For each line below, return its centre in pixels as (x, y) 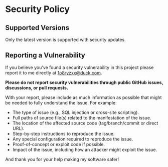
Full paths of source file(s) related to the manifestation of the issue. (82, 117)
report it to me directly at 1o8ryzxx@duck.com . (54, 72)
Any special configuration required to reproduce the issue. (73, 139)
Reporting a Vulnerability (45, 55)
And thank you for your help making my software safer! (62, 159)
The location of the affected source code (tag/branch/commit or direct (85, 123)
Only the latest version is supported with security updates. (66, 39)
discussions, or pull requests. (37, 87)
